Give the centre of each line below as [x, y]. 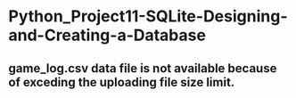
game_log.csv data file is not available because [143, 68]
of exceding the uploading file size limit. [122, 82]
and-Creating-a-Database [107, 35]
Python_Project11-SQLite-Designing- [148, 16]
